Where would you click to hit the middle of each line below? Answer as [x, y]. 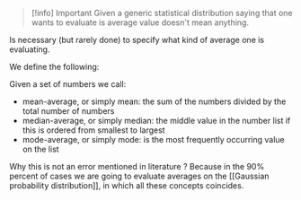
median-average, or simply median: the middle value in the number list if [156, 121]
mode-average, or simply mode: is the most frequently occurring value [153, 139]
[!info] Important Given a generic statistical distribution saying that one [162, 13]
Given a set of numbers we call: [68, 84]
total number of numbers [68, 111]
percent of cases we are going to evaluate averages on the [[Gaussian [139, 176]
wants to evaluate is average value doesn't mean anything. [140, 22]
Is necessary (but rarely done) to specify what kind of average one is [137, 40]
